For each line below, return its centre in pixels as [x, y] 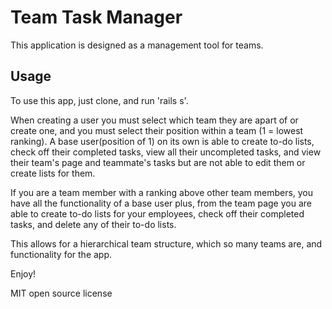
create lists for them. [53, 173]
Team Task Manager [96, 17]
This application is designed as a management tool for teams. [137, 45]
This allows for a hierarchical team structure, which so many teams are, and [166, 243]
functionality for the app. [61, 254]
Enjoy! [23, 273]
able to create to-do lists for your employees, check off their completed [157, 213]
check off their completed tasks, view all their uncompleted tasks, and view [166, 152]
